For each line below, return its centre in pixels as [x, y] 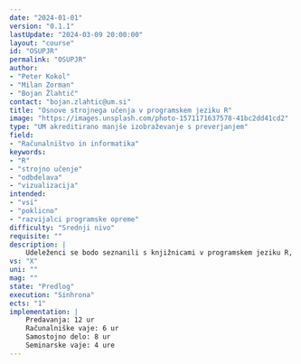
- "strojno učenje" [46, 169]
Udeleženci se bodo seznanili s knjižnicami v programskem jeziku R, [160, 253]
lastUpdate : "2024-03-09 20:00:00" [76, 34]
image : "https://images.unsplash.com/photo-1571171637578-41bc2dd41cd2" [149, 118]
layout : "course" [42, 43]
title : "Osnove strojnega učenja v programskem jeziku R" [121, 110]
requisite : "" [36, 236]
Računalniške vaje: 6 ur [72, 329]
